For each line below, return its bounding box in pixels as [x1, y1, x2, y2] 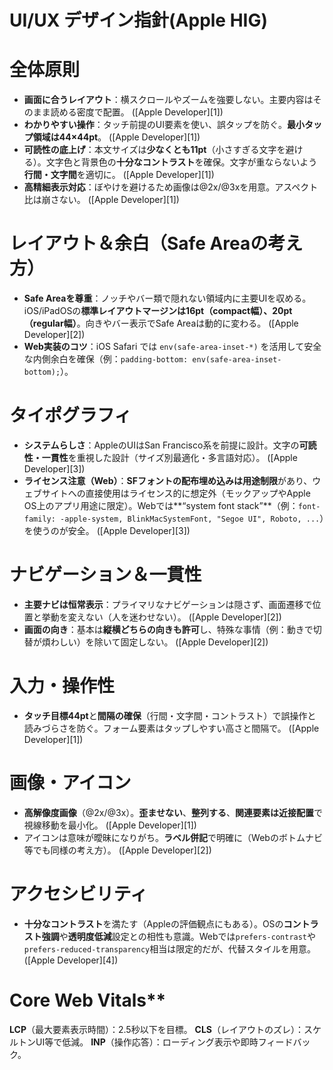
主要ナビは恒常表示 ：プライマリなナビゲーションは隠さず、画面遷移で [23, 598, 313, 610]
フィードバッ [257, 1036, 311, 1048]
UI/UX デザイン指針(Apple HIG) [9, 9, 269, 32]
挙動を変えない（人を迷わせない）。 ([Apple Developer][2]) [41, 611, 282, 623]
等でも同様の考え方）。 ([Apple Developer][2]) [23, 844, 212, 856]
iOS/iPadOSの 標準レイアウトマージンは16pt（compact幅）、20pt [23, 305, 293, 317]
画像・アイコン [9, 772, 132, 795]
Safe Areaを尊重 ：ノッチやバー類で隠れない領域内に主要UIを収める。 [23, 292, 312, 305]
